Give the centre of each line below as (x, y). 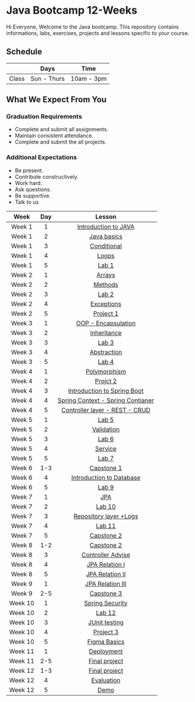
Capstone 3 (106, 593)
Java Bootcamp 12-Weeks (72, 10)
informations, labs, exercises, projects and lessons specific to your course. (98, 33)
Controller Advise (106, 555)
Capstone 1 (106, 468)
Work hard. (29, 183)
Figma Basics (106, 641)
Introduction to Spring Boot (106, 391)
